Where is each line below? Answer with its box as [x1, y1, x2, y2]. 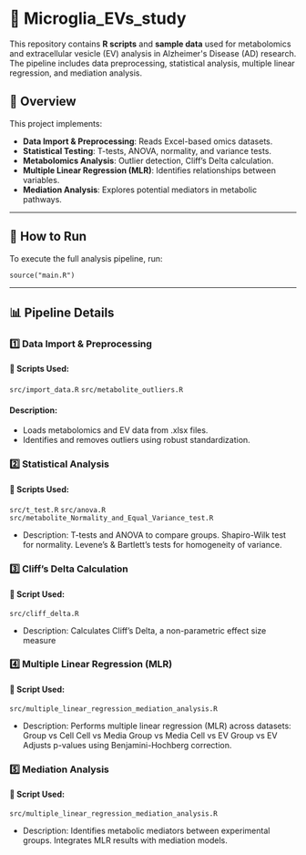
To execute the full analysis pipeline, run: [9, 252, 163, 263]
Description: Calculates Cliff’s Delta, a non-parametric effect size [22, 624, 267, 636]
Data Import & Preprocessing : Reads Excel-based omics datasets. [22, 136, 273, 147]
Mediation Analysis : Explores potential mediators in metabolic [22, 184, 258, 195]
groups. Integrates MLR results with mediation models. [22, 834, 228, 846]
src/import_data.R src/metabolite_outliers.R [9, 386, 184, 395]
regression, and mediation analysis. [9, 67, 143, 78]
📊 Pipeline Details [9, 304, 115, 320]
